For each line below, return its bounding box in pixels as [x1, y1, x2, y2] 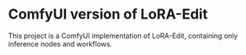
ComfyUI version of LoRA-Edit [8, 5, 208, 23]
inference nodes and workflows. [8, 39, 112, 48]
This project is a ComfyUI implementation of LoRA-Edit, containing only [8, 31, 238, 40]
